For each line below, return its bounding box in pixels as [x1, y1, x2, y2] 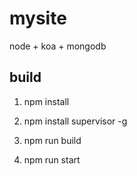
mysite [9, 7, 67, 30]
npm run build [23, 134, 82, 146]
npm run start [23, 153, 81, 166]
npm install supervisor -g [23, 115, 128, 127]
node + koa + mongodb [9, 40, 107, 52]
